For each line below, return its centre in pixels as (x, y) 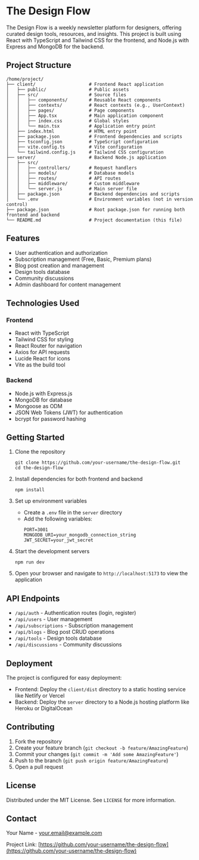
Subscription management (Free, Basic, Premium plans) (83, 259)
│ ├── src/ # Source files (66, 95)
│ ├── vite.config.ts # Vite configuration (74, 147)
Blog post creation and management (59, 265)
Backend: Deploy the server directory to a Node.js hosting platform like (102, 702)
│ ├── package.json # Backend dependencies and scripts (93, 194)
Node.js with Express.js (43, 393)
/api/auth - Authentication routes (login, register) (75, 613)
